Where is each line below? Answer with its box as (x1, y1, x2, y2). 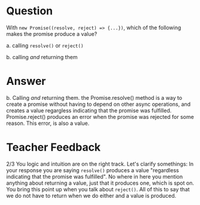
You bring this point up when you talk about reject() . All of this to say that (6, 185, 190, 192)
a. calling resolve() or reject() (6, 42, 84, 49)
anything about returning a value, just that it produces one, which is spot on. (6, 179, 195, 186)
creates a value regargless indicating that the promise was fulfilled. (6, 106, 172, 114)
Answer (6, 75, 46, 88)
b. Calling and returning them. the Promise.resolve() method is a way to (6, 94, 183, 101)
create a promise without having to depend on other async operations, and (6, 100, 191, 108)
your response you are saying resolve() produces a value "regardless (6, 166, 180, 174)
